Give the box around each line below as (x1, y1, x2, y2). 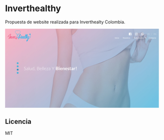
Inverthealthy (5, 3, 61, 14)
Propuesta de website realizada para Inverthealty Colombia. (5, 19, 125, 25)
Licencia (5, 117, 32, 125)
